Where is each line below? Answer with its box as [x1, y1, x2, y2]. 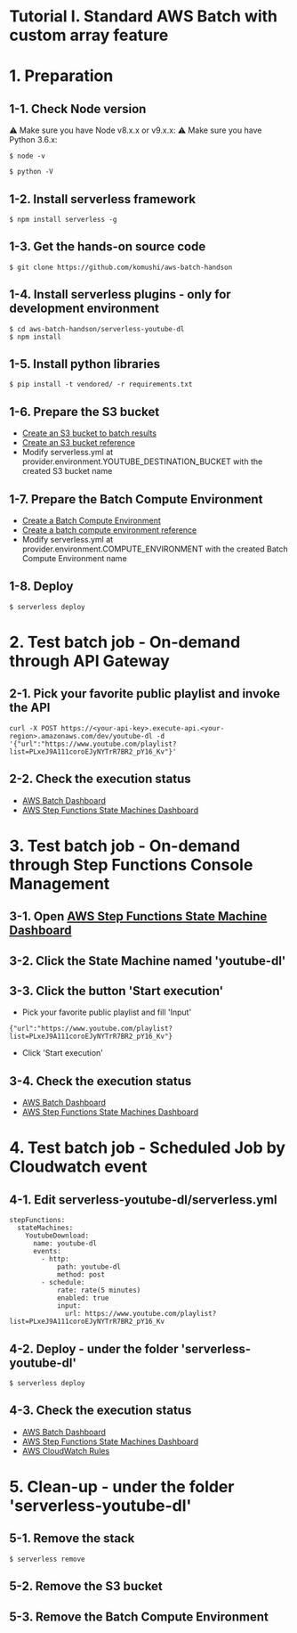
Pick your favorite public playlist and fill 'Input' [21, 1007, 192, 1017]
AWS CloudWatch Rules [21, 1445, 110, 1456]
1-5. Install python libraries [9, 356, 161, 372]
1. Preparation [9, 66, 114, 86]
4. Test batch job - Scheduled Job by [9, 1138, 286, 1158]
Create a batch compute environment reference [21, 525, 197, 535]
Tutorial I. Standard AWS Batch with [9, 6, 278, 27]
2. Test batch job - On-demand [9, 633, 241, 652]
